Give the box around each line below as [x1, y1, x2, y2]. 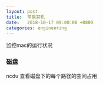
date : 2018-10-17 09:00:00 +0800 [6, 19, 94, 25]
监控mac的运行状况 [6, 42, 53, 49]
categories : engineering [6, 25, 67, 31]
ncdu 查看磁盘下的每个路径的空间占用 [6, 72, 98, 79]
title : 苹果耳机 [6, 14, 45, 20]
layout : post [6, 8, 38, 15]
